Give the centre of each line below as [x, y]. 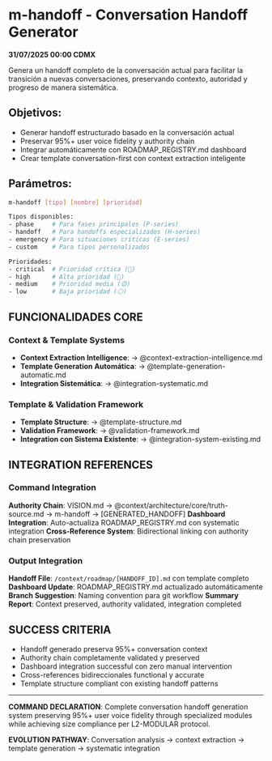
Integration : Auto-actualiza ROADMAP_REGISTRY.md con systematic [124, 522]
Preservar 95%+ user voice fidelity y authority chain [107, 141]
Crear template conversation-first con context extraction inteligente [132, 158]
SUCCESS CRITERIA [60, 629]
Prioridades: [30, 261]
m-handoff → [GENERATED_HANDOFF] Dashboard [140, 514]
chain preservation [40, 539]
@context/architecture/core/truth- [171, 505]
